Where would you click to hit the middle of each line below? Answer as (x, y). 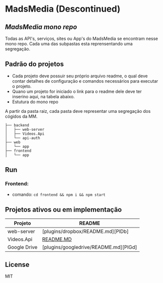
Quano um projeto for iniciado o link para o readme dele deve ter (77, 91)
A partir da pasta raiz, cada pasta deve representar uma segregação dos (78, 111)
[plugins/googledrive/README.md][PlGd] (90, 248)
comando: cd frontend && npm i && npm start (59, 194)
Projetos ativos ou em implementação (63, 209)
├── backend (17, 125)
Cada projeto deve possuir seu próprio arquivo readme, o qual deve (80, 76)
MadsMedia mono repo (41, 27)
